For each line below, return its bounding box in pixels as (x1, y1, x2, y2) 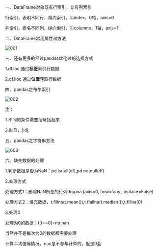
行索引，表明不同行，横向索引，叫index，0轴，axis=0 (5, 15, 114, 21)
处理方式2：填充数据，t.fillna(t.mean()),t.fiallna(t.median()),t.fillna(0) (5, 199, 143, 205)
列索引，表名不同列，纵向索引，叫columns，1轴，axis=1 (5, 25, 119, 31)
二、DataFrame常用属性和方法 (5, 36, 66, 41)
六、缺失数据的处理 (5, 158, 44, 163)
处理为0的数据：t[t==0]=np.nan (5, 220, 70, 226)
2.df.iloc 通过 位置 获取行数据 (5, 76, 61, 82)
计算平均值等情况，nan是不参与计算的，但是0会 (5, 241, 102, 246)
